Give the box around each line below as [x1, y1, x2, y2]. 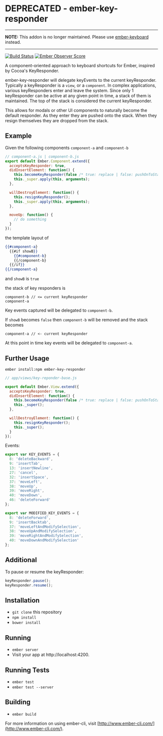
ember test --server [12, 685, 54, 690]
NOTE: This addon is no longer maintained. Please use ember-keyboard [5, 34, 149, 39]
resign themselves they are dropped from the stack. [5, 117, 109, 123]
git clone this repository [12, 609, 62, 615]
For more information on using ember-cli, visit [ [5, 720, 99, 726]
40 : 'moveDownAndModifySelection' [9, 538, 79, 543]
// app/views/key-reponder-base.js [5, 376, 77, 380]
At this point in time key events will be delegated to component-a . [5, 340, 133, 346]
